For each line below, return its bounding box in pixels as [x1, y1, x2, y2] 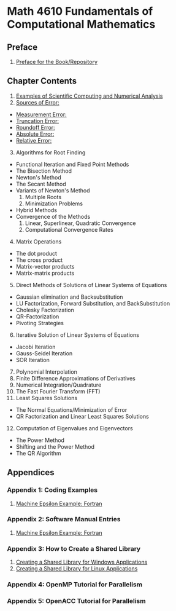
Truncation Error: [15, 117, 59, 124]
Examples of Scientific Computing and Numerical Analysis [15, 92, 163, 100]
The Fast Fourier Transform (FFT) [15, 387, 101, 395]
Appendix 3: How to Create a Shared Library [7, 544, 141, 553]
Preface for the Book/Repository [15, 58, 98, 65]
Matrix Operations [15, 238, 62, 245]
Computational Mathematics [7, 17, 156, 31]
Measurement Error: [15, 111, 67, 118]
